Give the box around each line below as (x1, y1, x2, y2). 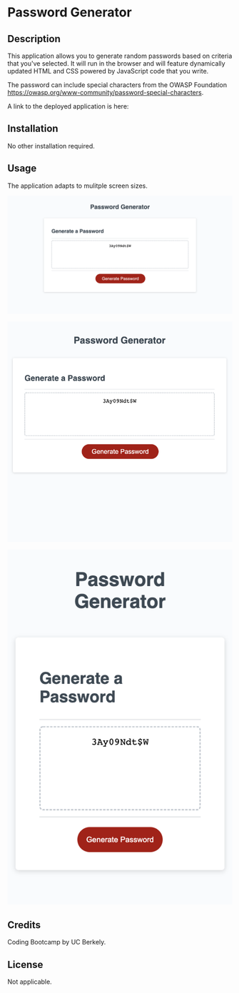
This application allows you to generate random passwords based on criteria (7, 51, 233, 60)
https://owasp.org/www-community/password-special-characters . (7, 89, 204, 96)
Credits (7, 919, 41, 931)
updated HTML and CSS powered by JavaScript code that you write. (7, 67, 209, 75)
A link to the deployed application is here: (7, 102, 129, 111)
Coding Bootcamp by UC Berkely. (7, 938, 106, 947)
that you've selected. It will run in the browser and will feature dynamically (7, 59, 226, 68)
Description (7, 33, 61, 45)
